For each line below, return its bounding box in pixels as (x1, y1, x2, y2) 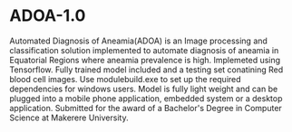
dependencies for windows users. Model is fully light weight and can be (9, 83, 278, 94)
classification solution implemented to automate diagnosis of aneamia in (9, 44, 279, 55)
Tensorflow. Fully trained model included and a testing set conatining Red (9, 64, 284, 75)
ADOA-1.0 (9, 5, 86, 26)
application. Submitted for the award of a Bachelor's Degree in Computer (9, 102, 283, 113)
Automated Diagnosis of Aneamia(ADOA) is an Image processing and (9, 35, 268, 46)
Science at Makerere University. (9, 112, 129, 123)
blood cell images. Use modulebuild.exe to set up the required (9, 73, 242, 84)
